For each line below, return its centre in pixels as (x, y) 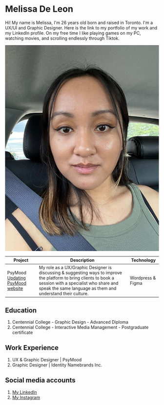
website (15, 288)
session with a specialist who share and (79, 283)
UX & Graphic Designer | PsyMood (47, 359)
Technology (143, 260)
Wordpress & (143, 278)
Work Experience (32, 348)
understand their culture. (64, 293)
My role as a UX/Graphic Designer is (75, 267)
